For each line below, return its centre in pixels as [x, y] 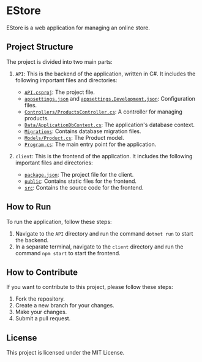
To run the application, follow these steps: [59, 221]
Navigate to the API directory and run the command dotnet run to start [104, 233]
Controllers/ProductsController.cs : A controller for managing [103, 112]
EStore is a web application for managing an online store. [78, 28]
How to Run [29, 207]
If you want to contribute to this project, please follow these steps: [90, 287]
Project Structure [40, 47]
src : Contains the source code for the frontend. [84, 187]
